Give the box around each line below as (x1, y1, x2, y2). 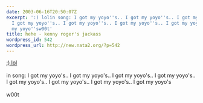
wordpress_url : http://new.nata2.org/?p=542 (6, 43, 120, 49)
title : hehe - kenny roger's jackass (6, 31, 101, 37)
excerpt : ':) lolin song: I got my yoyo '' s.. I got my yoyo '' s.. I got (6, 14, 190, 20)
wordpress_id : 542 (6, 37, 53, 43)
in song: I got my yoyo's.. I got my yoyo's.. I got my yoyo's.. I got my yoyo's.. (6, 72, 196, 79)
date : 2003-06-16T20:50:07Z (6, 8, 77, 15)
